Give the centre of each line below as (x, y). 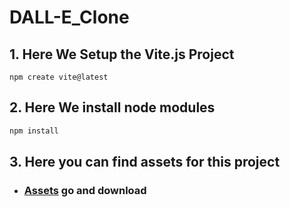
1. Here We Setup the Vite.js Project (122, 54)
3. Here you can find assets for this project (145, 162)
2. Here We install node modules (112, 107)
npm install (34, 131)
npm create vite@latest (59, 77)
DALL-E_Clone (69, 17)
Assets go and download (85, 190)
